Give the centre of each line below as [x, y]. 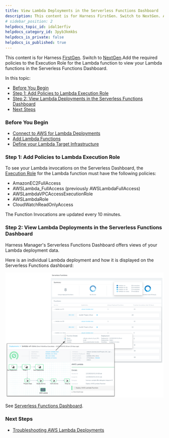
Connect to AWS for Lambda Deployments [56, 133]
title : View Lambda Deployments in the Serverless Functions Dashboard [82, 11]
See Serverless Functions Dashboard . [44, 406]
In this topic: [18, 78]
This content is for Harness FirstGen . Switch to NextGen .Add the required [81, 58]
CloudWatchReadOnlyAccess [43, 205]
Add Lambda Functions [36, 139]
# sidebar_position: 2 [29, 21]
